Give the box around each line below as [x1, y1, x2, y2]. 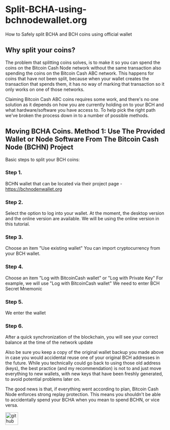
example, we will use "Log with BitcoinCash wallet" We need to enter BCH [5, 280, 160, 286]
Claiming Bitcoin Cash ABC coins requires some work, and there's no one [5, 96, 159, 102]
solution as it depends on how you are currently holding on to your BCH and [5, 102, 164, 108]
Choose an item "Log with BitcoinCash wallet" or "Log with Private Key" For [5, 275, 163, 281]
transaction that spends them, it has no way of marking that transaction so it [5, 81, 165, 87]
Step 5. [5, 298, 23, 305]
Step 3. [5, 234, 24, 241]
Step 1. [5, 169, 22, 176]
